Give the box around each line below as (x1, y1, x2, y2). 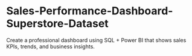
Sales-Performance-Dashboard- (6, 4, 173, 18)
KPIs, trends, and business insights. (6, 43, 95, 50)
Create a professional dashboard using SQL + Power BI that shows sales (6, 36, 187, 43)
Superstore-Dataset (6, 17, 109, 30)
